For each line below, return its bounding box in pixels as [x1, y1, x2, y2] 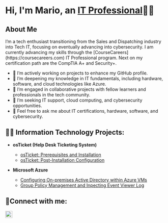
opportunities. [12, 103, 42, 109]
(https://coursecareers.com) [5, 55, 65, 61]
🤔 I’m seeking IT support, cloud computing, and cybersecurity [12, 97, 143, 103]
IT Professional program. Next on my [65, 55, 143, 61]
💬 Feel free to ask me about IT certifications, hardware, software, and [12, 108, 159, 114]
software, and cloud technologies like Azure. [12, 81, 106, 87]
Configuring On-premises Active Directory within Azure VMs [20, 177, 148, 183]
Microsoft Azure [12, 167, 48, 173]
